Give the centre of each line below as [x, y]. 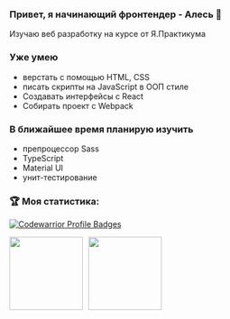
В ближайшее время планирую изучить [101, 129]
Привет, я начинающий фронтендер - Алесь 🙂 [116, 14]
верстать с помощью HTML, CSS [86, 77]
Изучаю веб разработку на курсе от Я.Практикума [107, 34]
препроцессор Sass [60, 149]
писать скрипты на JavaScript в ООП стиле [106, 87]
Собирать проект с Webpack [78, 105]
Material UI [43, 168]
